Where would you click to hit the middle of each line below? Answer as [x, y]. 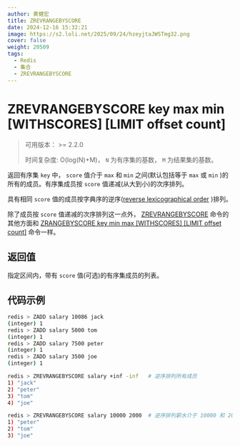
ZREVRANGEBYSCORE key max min [116, 109]
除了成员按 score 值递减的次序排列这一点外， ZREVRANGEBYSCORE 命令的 [118, 214]
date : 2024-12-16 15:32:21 [47, 27]
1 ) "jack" [22, 382]
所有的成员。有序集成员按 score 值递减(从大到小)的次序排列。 [97, 184]
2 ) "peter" [24, 390]
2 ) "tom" [20, 429]
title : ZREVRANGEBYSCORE [44, 21]
